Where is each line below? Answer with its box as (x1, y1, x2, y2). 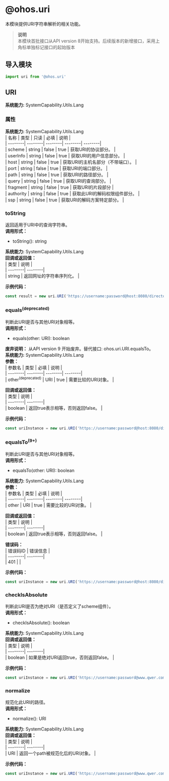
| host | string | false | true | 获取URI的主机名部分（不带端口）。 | (5, 159, 137, 165)
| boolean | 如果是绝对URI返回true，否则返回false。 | (5, 654, 115, 660)
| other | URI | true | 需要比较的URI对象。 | (5, 502, 92, 508)
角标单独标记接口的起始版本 (17, 44, 75, 50)
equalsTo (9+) (5, 438, 37, 446)
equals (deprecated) (5, 305, 50, 314)
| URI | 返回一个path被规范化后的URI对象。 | (5, 750, 96, 756)
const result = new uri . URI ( (5, 294, 66, 299)
